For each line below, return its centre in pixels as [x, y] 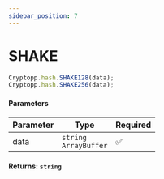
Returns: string [35, 166]
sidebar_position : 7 [43, 16]
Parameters [28, 103]
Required [133, 125]
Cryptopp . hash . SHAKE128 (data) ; [61, 78]
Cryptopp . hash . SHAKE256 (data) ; [61, 85]
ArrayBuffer [84, 145]
